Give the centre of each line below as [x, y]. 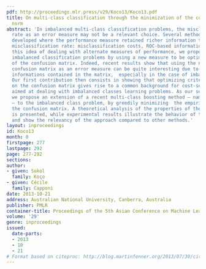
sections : [19, 160]
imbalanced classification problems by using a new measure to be [98, 57]
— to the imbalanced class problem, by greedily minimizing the [97, 103]
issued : [16, 228]
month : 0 [17, 137]
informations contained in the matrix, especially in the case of [100, 75]
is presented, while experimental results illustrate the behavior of [104, 114]
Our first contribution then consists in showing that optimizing [98, 80]
